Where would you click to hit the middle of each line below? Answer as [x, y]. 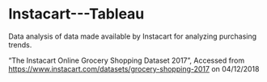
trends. [20, 44]
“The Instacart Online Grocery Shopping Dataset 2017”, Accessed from [127, 60]
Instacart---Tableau [76, 14]
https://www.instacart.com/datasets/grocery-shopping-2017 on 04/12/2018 [134, 68]
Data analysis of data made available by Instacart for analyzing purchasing [133, 36]
